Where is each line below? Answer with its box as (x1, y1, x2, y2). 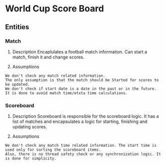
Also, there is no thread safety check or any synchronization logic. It (5, 152, 162, 157)
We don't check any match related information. (5, 73, 106, 78)
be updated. (5, 82, 30, 87)
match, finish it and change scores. (12, 54, 84, 60)
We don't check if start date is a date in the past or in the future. (5, 86, 157, 91)
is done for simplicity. (5, 156, 57, 161)
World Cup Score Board (5, 3, 104, 14)
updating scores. (12, 124, 47, 130)
